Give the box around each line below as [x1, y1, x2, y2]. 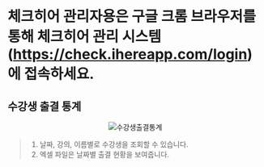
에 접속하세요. [7, 65, 95, 83]
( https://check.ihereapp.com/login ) [7, 45, 253, 64]
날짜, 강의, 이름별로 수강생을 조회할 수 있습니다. [39, 140, 189, 149]
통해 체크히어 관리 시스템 [7, 27, 162, 46]
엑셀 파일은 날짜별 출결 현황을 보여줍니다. [39, 150, 170, 159]
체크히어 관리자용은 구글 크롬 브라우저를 [7, 7, 257, 26]
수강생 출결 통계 [7, 99, 82, 113]
